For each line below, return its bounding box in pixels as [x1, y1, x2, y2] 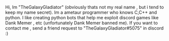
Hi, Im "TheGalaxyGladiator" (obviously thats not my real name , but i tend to [5, 4, 164, 10]
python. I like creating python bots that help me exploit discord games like [5, 15, 159, 20]
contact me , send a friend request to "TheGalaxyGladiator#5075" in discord [5, 25, 164, 31]
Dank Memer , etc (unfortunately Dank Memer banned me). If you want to [5, 20, 158, 26]
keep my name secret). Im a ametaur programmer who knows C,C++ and [5, 9, 157, 15]
